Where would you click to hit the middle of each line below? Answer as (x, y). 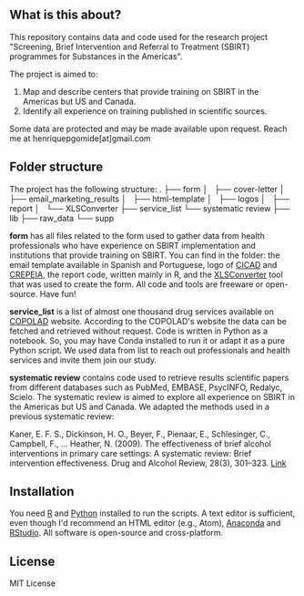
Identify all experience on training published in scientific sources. (145, 111)
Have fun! (58, 293)
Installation (42, 492)
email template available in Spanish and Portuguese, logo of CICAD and (143, 264)
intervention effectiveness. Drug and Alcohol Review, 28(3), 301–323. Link (148, 463)
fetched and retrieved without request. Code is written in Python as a (139, 331)
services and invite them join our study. (83, 360)
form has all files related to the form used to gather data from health (137, 235)
